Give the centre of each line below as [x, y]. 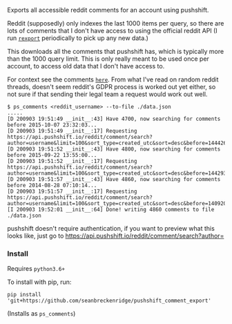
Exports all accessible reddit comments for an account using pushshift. [108, 10]
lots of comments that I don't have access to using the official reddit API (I [112, 31]
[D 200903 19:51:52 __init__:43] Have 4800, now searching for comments [114, 149]
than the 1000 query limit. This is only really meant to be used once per [108, 59]
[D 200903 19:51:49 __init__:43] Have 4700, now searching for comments [114, 119]
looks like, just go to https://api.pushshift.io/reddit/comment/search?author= [116, 236]
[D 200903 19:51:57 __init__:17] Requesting [72, 191]
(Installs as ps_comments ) [41, 314]
